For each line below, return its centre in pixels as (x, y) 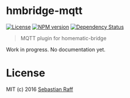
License (26, 73)
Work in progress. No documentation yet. (56, 49)
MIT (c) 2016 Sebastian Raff (40, 89)
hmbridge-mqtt (45, 11)
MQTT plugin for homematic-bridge (63, 38)
